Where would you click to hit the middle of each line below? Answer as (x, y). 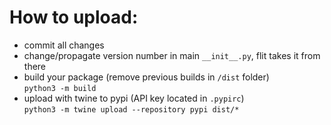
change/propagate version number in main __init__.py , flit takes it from (172, 55)
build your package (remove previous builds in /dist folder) (146, 77)
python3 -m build (60, 88)
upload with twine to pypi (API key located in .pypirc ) (134, 98)
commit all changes (64, 45)
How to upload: (74, 17)
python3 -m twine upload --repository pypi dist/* (131, 109)
